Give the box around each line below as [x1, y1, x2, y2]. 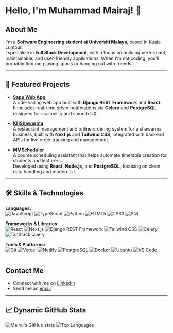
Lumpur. [5, 44, 23, 50]
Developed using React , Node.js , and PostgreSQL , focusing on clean [12, 163, 161, 169]
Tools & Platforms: [5, 241, 45, 247]
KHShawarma [12, 120, 44, 126]
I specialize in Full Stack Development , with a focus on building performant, [5, 50, 167, 55]
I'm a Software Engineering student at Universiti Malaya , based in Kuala [5, 39, 161, 45]
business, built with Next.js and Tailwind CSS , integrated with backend [12, 131, 164, 137]
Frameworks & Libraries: [5, 220, 59, 227]
